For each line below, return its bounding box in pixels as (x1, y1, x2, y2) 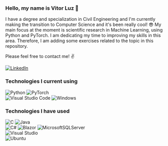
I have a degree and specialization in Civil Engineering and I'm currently (5, 16, 156, 22)
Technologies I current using (5, 78, 78, 85)
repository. (5, 43, 28, 49)
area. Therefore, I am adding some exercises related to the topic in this (5, 38, 154, 44)
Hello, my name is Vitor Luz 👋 (5, 5, 79, 12)
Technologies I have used (5, 107, 70, 114)
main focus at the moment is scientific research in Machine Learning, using (5, 27, 163, 33)
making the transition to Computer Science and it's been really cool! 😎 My (5, 21, 161, 27)
